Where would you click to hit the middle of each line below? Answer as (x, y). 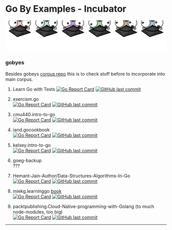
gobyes (15, 63)
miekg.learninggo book (37, 191)
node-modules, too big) (38, 212)
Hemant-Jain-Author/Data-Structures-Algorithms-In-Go (71, 176)
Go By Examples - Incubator (66, 9)
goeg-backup (27, 160)
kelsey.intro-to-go (32, 145)
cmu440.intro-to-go (34, 114)
